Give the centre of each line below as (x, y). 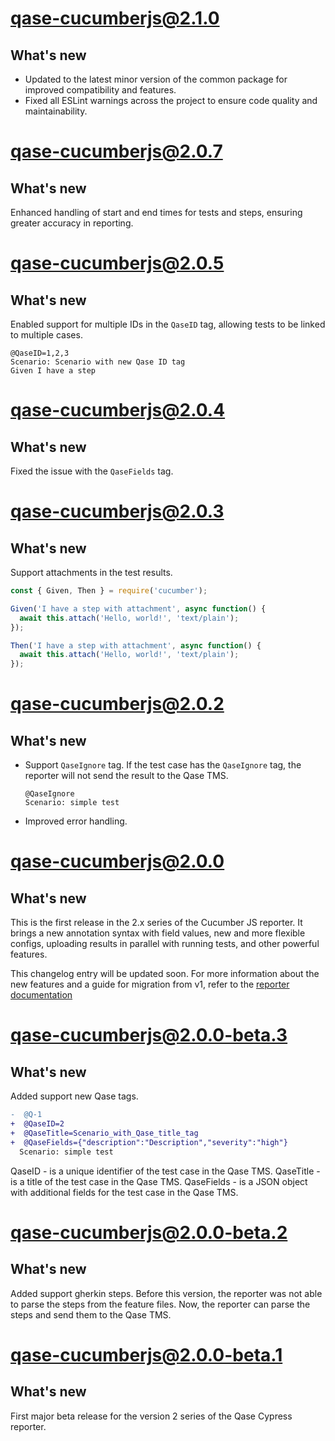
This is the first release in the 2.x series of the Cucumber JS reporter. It (156, 923)
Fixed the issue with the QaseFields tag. (92, 471)
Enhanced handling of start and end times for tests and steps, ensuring (156, 212)
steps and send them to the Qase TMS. (91, 1314)
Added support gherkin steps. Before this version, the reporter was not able (166, 1293)
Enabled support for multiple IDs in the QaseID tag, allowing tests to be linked (168, 324)
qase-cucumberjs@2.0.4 (118, 410)
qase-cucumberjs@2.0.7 (116, 151)
